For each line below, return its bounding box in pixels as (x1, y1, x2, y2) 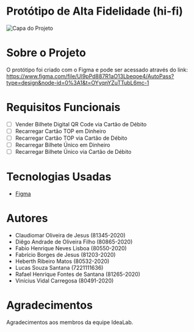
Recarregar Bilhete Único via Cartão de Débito (15, 148, 132, 156)
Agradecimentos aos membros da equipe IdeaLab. (6, 319, 134, 326)
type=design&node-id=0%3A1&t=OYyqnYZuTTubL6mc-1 (6, 79, 149, 86)
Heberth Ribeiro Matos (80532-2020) (15, 258, 110, 265)
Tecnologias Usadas (6, 170, 112, 184)
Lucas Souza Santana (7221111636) (15, 264, 104, 271)
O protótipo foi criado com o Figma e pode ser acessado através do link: (6, 66, 188, 73)
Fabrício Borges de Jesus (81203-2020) (15, 251, 116, 258)
